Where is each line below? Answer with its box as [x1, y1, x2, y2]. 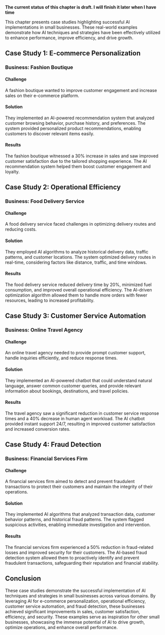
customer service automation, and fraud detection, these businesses [5, 603, 145, 609]
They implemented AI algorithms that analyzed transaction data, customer [5, 511, 156, 517]
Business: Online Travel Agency [5, 327, 83, 334]
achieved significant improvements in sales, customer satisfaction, [5, 608, 140, 614]
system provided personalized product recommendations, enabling [5, 125, 141, 131]
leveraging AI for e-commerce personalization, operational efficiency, [5, 598, 146, 604]
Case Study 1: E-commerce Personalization [5, 49, 141, 57]
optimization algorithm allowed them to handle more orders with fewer [5, 292, 148, 298]
